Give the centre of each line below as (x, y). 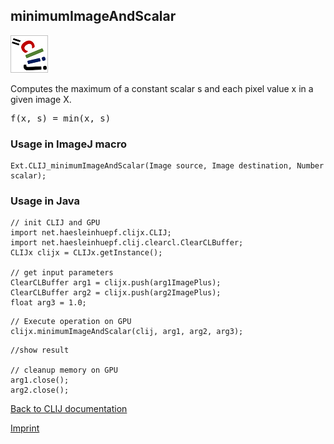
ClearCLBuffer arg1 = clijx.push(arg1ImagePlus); (116, 283)
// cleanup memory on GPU (64, 370)
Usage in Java (45, 201)
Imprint (25, 428)
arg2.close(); (40, 390)
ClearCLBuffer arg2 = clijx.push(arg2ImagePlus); (116, 293)
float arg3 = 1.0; (48, 303)
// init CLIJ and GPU (55, 223)
